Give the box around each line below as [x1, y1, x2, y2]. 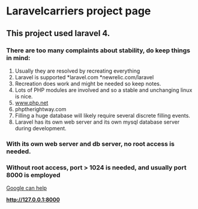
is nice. [14, 92, 33, 100]
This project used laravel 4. [6, 28, 110, 38]
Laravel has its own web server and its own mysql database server [14, 118, 180, 126]
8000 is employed [6, 171, 61, 179]
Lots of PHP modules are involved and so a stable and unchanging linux [14, 86, 193, 94]
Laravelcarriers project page [6, 4, 151, 18]
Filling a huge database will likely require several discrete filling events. [14, 112, 191, 119]
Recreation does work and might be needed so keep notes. [14, 80, 161, 87]
